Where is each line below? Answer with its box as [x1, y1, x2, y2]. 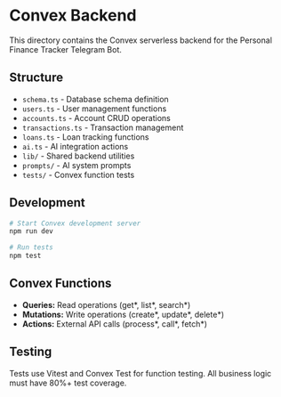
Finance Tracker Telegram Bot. [9, 44, 123, 54]
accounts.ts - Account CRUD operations [21, 112, 171, 123]
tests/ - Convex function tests [21, 169, 135, 180]
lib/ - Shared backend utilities [21, 150, 135, 161]
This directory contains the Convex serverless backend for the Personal [9, 35, 273, 45]
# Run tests [9, 243, 53, 252]
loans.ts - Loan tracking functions [21, 131, 149, 142]
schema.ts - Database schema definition [21, 93, 169, 104]
